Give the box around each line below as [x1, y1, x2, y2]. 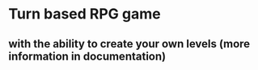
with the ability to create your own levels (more [8, 37, 251, 51]
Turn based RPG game [8, 5, 161, 23]
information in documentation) [8, 49, 167, 63]
